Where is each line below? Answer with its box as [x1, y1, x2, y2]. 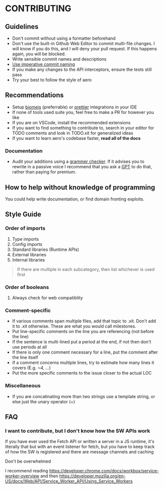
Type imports [12, 236, 39, 242]
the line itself [12, 355, 38, 360]
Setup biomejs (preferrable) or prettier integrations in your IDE [12, 104, 137, 110]
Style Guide [5, 210, 41, 219]
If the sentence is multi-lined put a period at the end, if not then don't [12, 339, 151, 345]
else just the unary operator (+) [12, 399, 75, 404]
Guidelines [5, 22, 39, 31]
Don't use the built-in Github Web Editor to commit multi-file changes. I [12, 41, 155, 46]
